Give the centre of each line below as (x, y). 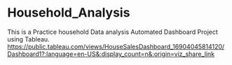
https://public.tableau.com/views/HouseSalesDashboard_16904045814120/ (116, 46)
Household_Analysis (69, 13)
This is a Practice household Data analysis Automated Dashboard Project (113, 32)
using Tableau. (29, 39)
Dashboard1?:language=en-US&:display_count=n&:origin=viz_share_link (111, 54)
